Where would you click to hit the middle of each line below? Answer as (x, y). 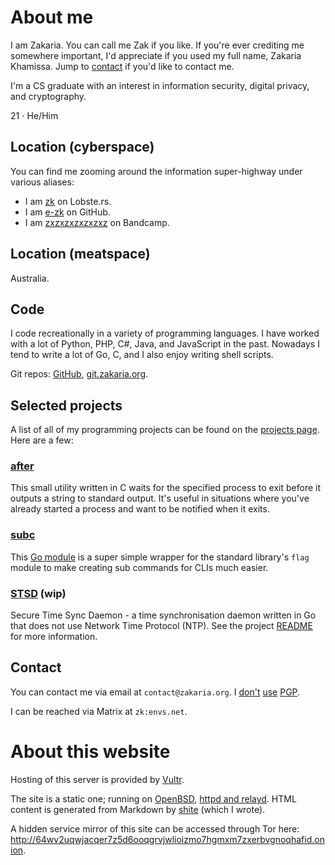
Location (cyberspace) (82, 147)
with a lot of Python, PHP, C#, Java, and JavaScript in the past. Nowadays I (165, 344)
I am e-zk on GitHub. (67, 212)
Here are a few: (42, 440)
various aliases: (42, 182)
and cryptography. (48, 96)
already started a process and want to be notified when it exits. (140, 509)
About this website (90, 752)
